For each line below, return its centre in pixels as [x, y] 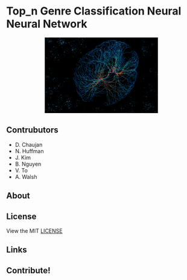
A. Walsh [26, 177]
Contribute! [28, 270]
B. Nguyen [28, 164]
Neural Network [47, 24]
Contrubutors [32, 130]
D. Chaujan [29, 145]
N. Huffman [29, 151]
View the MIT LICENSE [34, 231]
